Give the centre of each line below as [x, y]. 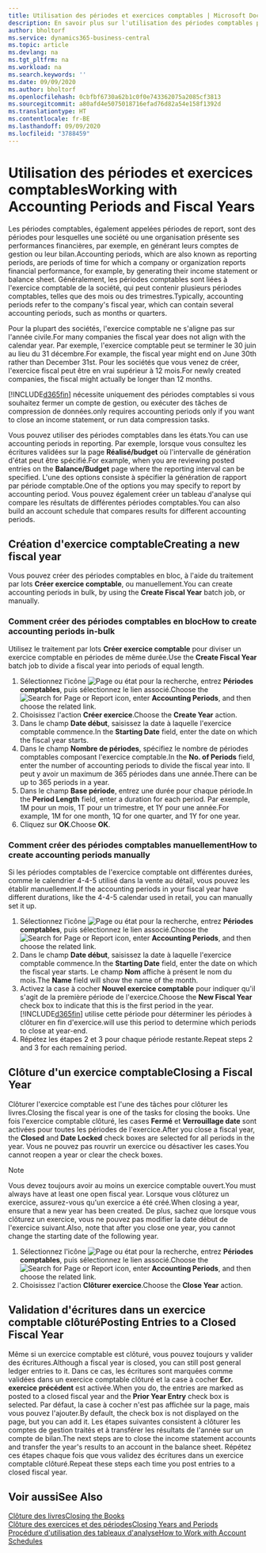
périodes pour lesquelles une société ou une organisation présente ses [124, 237]
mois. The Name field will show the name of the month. [109, 980]
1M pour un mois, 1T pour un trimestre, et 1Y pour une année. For [124, 807]
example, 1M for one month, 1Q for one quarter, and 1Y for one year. [130, 816]
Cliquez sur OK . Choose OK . [65, 824]
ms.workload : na [35, 67]
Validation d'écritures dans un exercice [107, 1310]
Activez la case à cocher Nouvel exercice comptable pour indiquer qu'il [137, 988]
